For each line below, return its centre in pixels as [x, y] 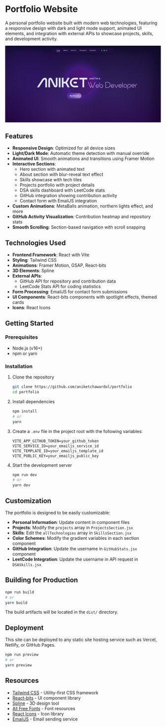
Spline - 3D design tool [36, 703]
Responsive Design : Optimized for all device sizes [63, 148]
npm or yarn [25, 353]
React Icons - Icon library [38, 714]
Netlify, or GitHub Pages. [30, 645]
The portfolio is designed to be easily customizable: [58, 512]
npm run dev [24, 475]
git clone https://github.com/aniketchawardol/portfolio [72, 387]
